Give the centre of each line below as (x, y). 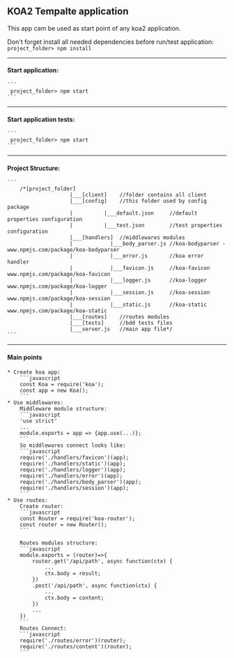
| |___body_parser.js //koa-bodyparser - (148, 244)
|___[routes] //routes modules (119, 317)
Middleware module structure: (64, 408)
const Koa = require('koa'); (62, 384)
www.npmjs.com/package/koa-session (59, 299)
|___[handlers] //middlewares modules (127, 238)
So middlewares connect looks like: (73, 445)
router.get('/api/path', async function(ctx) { (102, 561)
